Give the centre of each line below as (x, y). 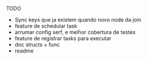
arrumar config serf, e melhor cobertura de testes (75, 32)
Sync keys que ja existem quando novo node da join (78, 20)
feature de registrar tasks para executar (63, 38)
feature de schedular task (46, 26)
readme (24, 51)
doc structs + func (37, 44)
